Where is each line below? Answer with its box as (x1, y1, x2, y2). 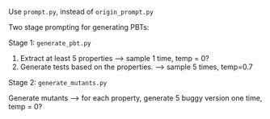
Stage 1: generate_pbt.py (8, 38, 91, 47)
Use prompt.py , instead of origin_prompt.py (8, 7, 154, 16)
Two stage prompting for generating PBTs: (8, 23, 150, 31)
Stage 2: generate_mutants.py (8, 78, 108, 87)
